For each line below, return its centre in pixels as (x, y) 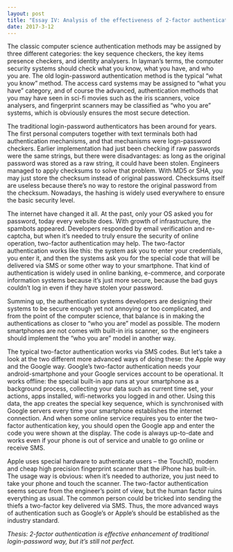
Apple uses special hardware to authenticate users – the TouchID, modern (113, 462)
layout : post (26, 14)
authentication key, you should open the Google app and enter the (120, 426)
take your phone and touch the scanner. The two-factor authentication (108, 484)
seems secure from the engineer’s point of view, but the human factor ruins (115, 491)
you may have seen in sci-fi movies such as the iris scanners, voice (103, 98)
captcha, (20, 236)
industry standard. (34, 521)
